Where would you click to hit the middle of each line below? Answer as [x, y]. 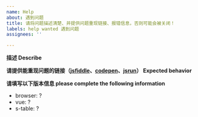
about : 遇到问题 [25, 18]
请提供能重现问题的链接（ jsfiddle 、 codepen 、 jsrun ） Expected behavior [99, 71]
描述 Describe [24, 58]
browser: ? [28, 96]
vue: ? [23, 102]
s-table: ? [27, 109]
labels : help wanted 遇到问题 [43, 29]
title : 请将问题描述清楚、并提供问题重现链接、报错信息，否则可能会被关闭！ [91, 23]
